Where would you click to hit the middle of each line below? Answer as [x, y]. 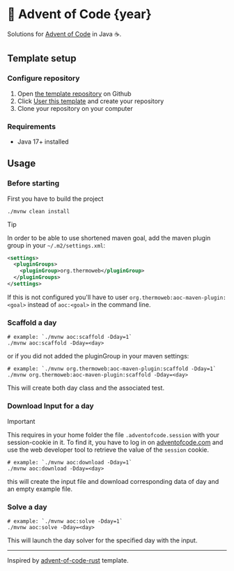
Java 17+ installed [43, 142]
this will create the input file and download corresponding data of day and [113, 481]
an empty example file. [40, 489]
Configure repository [44, 78]
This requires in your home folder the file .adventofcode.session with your [114, 434]
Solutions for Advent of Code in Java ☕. [64, 33]
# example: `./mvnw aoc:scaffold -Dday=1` [70, 337]
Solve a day [27, 507]
